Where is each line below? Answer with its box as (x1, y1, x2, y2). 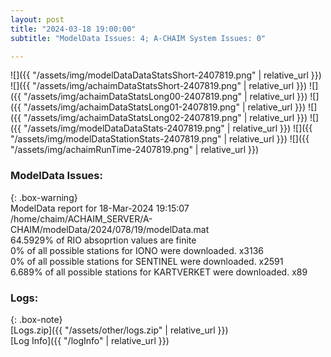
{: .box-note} (10, 313, 63, 325)
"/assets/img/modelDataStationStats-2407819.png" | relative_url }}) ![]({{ (10, 133, 310, 145)
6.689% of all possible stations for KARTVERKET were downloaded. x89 (10, 266, 308, 278)
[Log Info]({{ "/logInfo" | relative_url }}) (10, 334, 170, 346)
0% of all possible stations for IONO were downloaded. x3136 (10, 244, 265, 256)
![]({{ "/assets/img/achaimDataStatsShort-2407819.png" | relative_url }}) (10, 80, 308, 92)
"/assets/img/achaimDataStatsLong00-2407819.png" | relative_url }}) (23, 91, 308, 103)
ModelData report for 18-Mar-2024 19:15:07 (10, 202, 190, 214)
